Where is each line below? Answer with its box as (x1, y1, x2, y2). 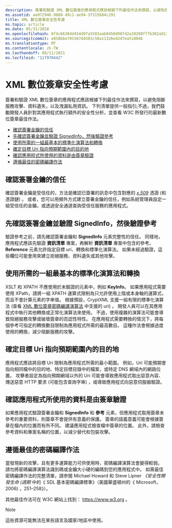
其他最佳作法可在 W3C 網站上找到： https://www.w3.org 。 (5, 496, 131, 502)
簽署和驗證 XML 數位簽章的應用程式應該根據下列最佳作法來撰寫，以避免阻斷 (5, 97, 165, 103)
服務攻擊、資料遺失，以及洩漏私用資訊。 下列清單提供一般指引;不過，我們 (5, 103, 161, 109)
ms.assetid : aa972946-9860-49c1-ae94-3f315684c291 (5, 12, 116, 17)
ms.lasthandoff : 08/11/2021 (5, 50, 66, 55)
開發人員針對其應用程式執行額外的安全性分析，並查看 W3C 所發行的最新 (9, 110, 162, 116)
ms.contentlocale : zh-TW (5, 46, 58, 51)
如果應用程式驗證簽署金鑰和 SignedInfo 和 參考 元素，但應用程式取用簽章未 (5, 410, 164, 416)
